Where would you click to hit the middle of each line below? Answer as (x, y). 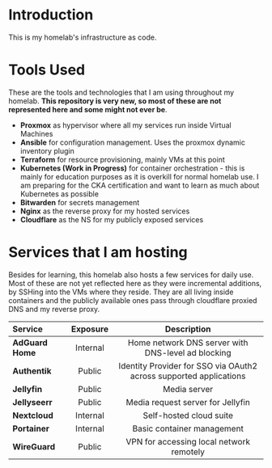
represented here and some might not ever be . (88, 109)
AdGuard (30, 343)
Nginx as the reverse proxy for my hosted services (105, 211)
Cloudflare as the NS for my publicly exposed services (112, 219)
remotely (188, 452)
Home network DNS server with (188, 343)
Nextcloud (33, 415)
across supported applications (188, 376)
